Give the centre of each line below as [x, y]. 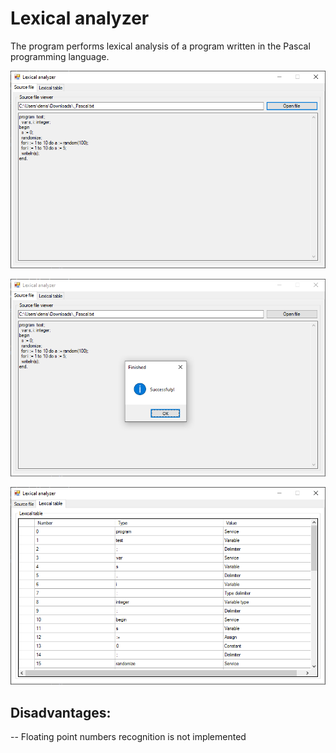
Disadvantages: [61, 712]
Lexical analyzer [80, 18]
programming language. [60, 56]
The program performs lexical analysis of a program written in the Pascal [160, 46]
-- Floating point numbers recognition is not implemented [128, 737]
